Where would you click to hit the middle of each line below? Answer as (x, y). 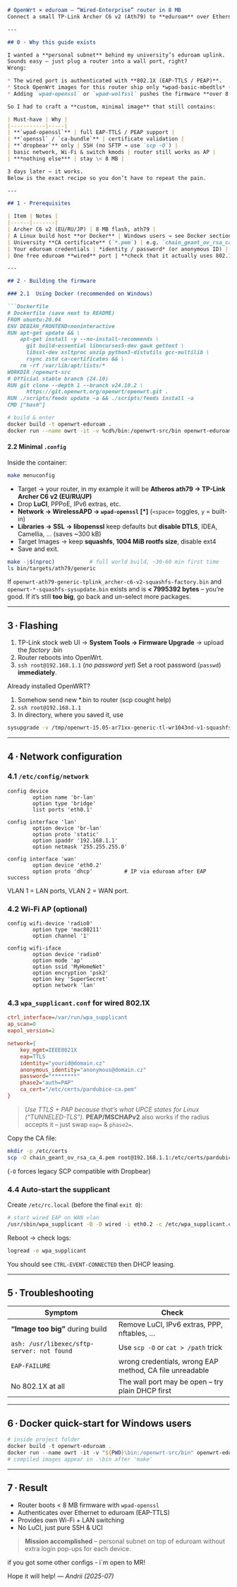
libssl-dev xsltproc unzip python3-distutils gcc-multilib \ (118, 353)
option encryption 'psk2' (71, 973)
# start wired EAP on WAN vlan (53, 1217)
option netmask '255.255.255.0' (80, 847)
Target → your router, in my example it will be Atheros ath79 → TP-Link (121, 489)
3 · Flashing (33, 626)
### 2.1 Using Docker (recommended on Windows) (80, 294)
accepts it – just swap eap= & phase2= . (79, 1124)
